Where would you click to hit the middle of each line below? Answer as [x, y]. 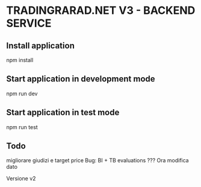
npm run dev [22, 93]
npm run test [22, 127]
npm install [20, 60]
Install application [41, 46]
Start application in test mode [63, 113]
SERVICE [29, 23]
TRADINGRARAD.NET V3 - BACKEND [101, 11]
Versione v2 [21, 179]
